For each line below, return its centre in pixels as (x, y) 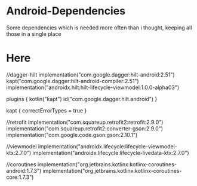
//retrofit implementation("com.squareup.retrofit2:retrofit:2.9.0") (85, 122)
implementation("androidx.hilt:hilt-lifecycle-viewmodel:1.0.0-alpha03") (93, 87)
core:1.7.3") (20, 177)
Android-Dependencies (66, 11)
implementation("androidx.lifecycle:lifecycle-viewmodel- (107, 146)
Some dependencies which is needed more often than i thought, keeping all (99, 28)
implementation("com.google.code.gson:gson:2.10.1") (72, 135)
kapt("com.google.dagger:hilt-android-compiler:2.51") (73, 81)
